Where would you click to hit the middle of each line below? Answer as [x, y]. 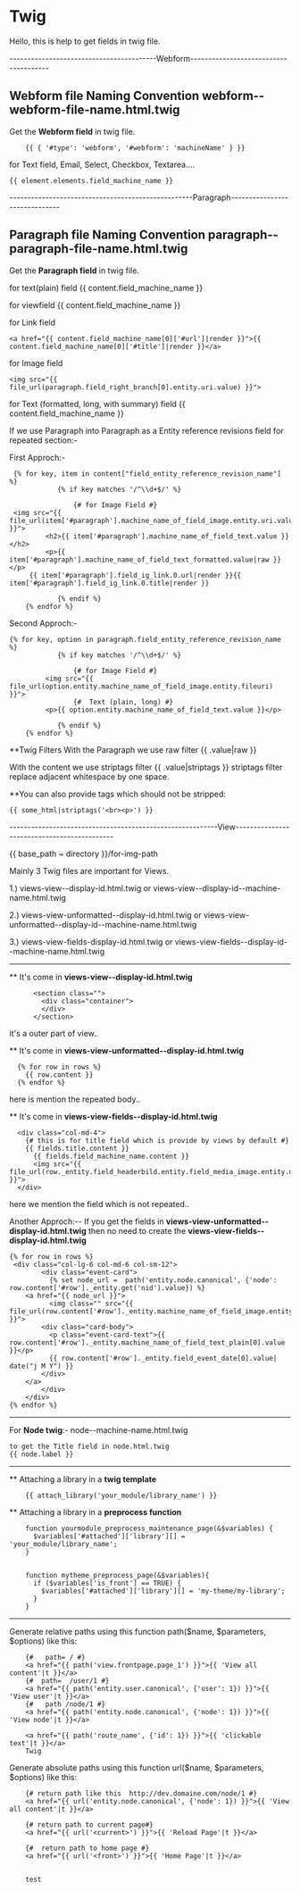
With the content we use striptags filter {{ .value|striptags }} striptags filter [146, 767]
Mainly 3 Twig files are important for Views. [89, 871]
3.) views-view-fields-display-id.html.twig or [91, 941]
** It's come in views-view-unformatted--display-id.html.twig [126, 1050]
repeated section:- [43, 440]
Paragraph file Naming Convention [108, 235]
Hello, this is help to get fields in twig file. [85, 41]
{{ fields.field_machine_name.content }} [111, 1156]
